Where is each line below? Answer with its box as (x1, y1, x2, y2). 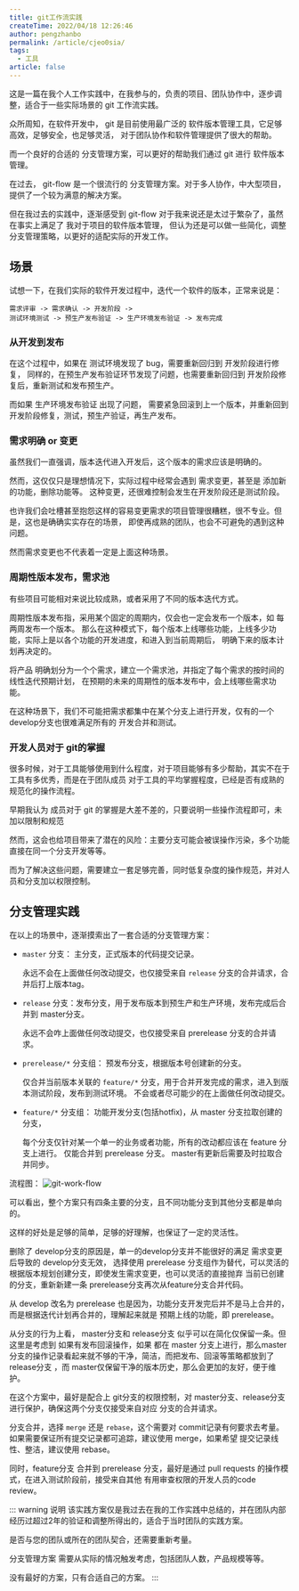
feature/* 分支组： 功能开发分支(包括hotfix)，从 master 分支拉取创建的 (21, 1106, 283, 1117)
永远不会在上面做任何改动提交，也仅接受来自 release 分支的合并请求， (21, 967, 281, 978)
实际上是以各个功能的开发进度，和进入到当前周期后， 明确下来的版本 (24, 634, 277, 645)
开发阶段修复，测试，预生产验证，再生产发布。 (9, 410, 181, 420)
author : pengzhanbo (9, 29, 82, 38)
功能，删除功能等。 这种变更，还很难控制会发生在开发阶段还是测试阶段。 (16, 486, 285, 497)
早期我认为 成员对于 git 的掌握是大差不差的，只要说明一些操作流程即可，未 (9, 804, 283, 815)
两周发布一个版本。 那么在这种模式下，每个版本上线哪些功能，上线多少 (9, 623, 269, 633)
